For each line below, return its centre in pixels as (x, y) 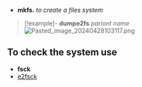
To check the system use (62, 52)
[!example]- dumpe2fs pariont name (77, 23)
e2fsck (27, 76)
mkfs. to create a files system (60, 10)
